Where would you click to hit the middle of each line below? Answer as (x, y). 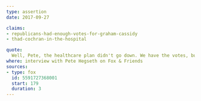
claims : (16, 28)
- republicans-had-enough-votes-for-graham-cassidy (72, 33)
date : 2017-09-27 (28, 17)
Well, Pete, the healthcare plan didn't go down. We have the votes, (100, 56)
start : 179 (25, 83)
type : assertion (26, 12)
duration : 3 (27, 89)
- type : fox (21, 72)
